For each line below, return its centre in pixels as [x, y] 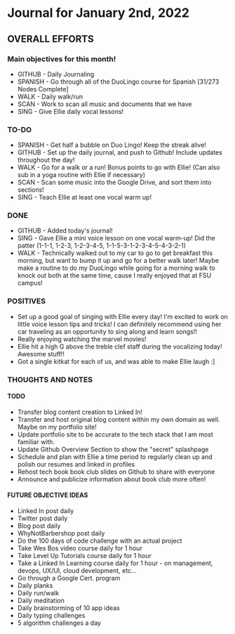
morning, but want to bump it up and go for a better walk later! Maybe [118, 261]
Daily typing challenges [51, 616]
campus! [30, 283]
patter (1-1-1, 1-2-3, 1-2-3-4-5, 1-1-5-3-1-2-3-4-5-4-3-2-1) [101, 246]
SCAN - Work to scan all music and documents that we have [105, 104]
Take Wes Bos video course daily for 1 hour [80, 548]
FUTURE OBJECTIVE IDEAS [48, 495]
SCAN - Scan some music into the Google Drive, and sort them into [114, 182]
